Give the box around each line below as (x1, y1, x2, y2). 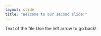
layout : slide (5, 7, 35, 12)
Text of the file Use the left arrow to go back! (5, 25, 97, 31)
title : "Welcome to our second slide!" (5, 12, 88, 17)
